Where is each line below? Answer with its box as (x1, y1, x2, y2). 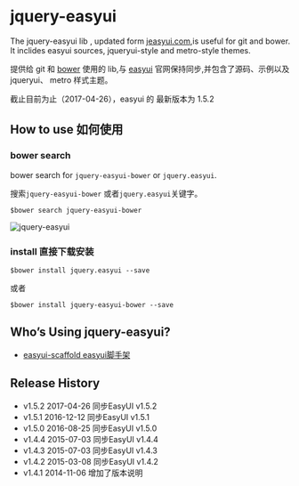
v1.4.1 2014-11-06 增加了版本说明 (22, 467, 143, 478)
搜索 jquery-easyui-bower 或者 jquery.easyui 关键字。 (10, 188, 203, 198)
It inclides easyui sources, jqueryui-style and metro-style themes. (10, 45, 252, 55)
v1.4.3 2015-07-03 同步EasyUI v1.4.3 (22, 445, 158, 456)
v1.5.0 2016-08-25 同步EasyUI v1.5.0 (22, 423, 158, 433)
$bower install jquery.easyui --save (10, 265, 150, 275)
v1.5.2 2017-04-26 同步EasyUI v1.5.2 (22, 401, 158, 411)
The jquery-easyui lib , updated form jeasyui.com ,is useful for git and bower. (10, 36, 291, 46)
